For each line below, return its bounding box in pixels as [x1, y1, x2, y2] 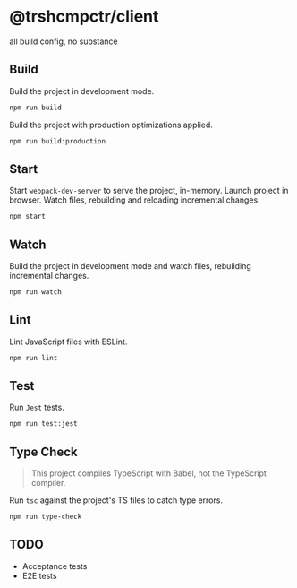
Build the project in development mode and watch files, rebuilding [9, 261, 252, 271]
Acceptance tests [21, 560, 88, 571]
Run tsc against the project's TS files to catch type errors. [9, 495, 224, 506]
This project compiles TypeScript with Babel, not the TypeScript [30, 468, 267, 479]
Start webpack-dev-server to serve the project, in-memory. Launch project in [9, 186, 289, 196]
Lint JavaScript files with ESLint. [9, 336, 128, 347]
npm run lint [9, 353, 58, 362]
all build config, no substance [9, 36, 118, 47]
